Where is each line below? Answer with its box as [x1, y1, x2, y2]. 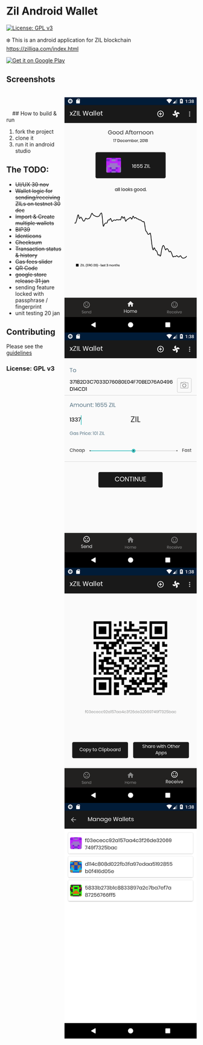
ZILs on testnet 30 [14, 200, 61, 207]
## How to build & [11, 110, 57, 117]
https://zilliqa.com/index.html [6, 45, 79, 52]
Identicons [14, 232, 42, 240]
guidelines [6, 349, 32, 356]
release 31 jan [14, 277, 50, 284]
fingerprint [14, 303, 42, 310]
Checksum [14, 238, 42, 246]
